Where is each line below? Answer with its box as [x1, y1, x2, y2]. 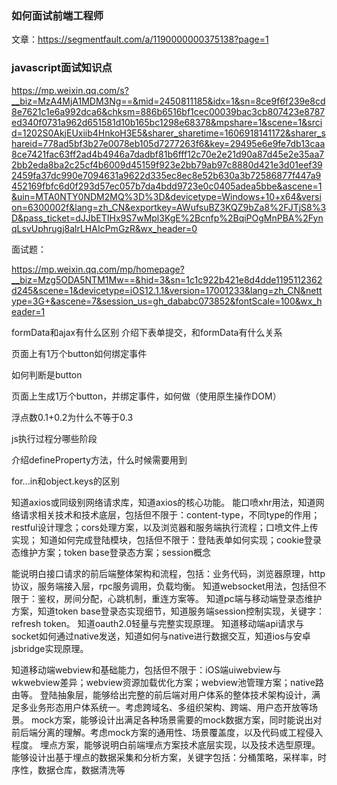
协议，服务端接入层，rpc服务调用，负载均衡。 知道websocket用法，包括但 [11, 580, 318, 592]
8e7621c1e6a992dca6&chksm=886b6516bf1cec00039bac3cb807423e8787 [11, 105, 326, 117]
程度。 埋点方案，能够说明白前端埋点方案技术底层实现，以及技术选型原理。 [11, 738, 321, 751]
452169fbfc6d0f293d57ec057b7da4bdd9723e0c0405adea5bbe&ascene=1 [11, 180, 323, 192]
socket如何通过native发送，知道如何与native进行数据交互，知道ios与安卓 [11, 630, 311, 642]
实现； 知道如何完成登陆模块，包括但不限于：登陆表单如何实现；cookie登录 [11, 533, 322, 546]
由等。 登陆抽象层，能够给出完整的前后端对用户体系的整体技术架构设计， [11, 688, 312, 701]
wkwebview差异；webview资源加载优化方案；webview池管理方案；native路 [11, 676, 324, 688]
